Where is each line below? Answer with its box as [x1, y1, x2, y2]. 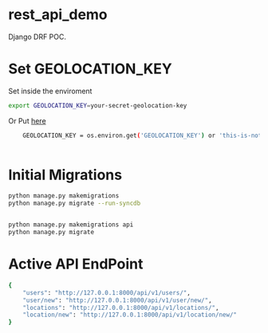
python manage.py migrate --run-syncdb [8, 199, 141, 208]
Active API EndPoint [8, 255, 144, 273]
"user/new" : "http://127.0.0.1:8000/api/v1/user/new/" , [22, 296, 213, 304]
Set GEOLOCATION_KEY [8, 60, 173, 78]
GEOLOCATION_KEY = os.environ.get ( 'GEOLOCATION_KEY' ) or [22, 131, 216, 139]
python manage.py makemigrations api [8, 221, 134, 229]
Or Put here [8, 116, 46, 125]
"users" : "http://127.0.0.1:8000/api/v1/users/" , [22, 288, 191, 296]
